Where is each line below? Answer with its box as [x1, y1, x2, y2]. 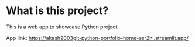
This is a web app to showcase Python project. [6, 23, 119, 30]
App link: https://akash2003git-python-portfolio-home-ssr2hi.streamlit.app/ [6, 34, 189, 41]
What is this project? [6, 4, 109, 17]
